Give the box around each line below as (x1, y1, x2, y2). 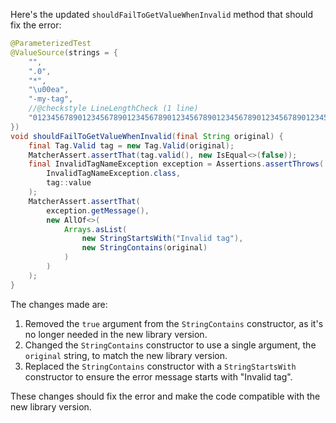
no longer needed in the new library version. (24, 328, 208, 340)
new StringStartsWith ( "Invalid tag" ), (81, 234, 244, 244)
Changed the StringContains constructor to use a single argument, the (24, 339, 317, 351)
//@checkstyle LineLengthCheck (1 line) (28, 104, 199, 114)
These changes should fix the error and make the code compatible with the (10, 390, 321, 402)
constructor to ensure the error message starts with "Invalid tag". (24, 370, 293, 383)
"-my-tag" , (28, 94, 74, 104)
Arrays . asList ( (63, 224, 128, 234)
